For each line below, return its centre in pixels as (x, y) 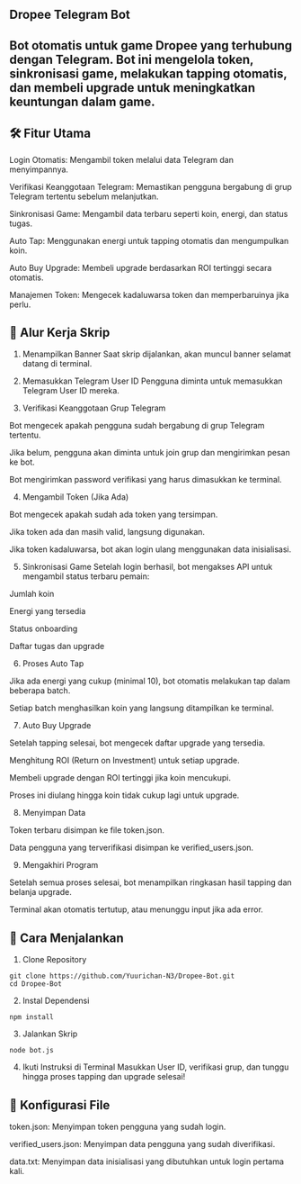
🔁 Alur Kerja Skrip (60, 332)
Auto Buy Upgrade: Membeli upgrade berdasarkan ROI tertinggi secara (141, 267)
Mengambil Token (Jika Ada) (75, 497)
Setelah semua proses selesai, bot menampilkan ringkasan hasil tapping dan (150, 882)
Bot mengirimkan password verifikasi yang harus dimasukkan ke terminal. (146, 480)
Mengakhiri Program (60, 865)
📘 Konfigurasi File (60, 1105)
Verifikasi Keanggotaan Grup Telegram (94, 408)
